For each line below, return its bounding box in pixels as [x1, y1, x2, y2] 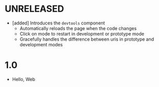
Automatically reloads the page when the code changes [19, 25, 137, 31]
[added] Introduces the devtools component [12, 20, 105, 26]
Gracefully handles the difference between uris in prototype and [19, 36, 154, 42]
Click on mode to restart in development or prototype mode [19, 31, 144, 37]
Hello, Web [12, 76, 36, 82]
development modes [19, 41, 63, 47]
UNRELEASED [5, 3, 65, 15]
